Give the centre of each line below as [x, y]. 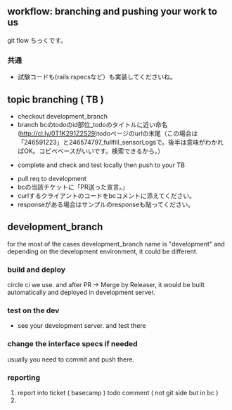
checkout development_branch [62, 116]
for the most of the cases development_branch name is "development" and [116, 244]
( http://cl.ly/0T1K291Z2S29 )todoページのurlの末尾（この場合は [108, 133]
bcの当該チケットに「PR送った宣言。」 [73, 187]
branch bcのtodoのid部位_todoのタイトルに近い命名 [92, 124]
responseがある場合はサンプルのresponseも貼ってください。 [106, 204]
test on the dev [33, 310]
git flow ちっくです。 [37, 40]
